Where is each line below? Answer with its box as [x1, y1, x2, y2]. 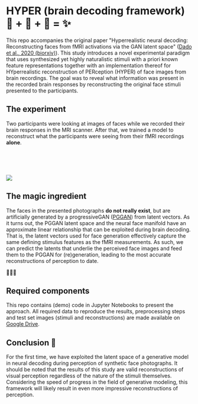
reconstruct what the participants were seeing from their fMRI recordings [6, 132, 184, 140]
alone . [6, 139, 22, 146]
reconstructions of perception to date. [6, 257, 99, 264]
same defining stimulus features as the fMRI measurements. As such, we [6, 238, 184, 245]
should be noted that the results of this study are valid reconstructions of [6, 366, 184, 373]
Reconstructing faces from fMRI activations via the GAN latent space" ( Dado [6, 43, 192, 50]
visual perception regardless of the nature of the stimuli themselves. [6, 372, 172, 380]
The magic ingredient [6, 191, 87, 201]
